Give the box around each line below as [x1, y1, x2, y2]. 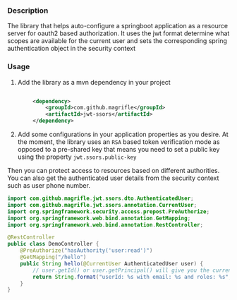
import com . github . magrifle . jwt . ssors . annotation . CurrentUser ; [7, 201, 197, 208]
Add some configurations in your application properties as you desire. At [17, 130, 229, 139]
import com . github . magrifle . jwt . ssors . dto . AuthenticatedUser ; [7, 195, 194, 203]
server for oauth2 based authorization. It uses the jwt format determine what [7, 29, 230, 37]
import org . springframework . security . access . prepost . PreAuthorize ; [7, 208, 210, 215]
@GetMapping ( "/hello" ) [20, 253, 87, 261]
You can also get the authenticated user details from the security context [7, 174, 219, 182]
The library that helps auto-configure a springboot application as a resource [7, 22, 228, 30]
